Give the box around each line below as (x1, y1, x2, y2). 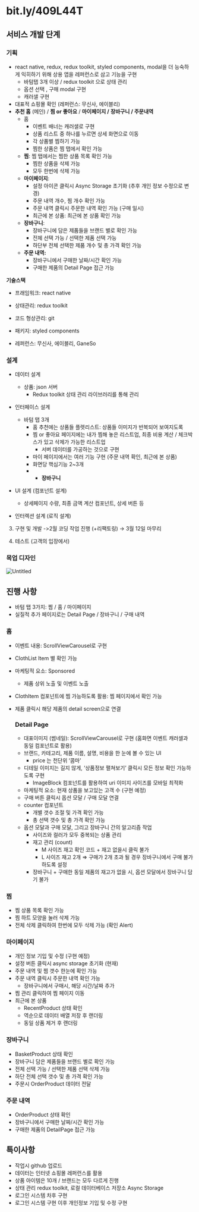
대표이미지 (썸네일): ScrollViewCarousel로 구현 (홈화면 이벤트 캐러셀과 (23, 734, 188, 742)
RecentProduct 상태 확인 (23, 1004, 83, 1012)
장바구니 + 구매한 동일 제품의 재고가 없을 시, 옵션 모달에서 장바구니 (32, 868, 187, 875)
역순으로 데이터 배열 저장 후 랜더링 (23, 1012, 103, 1019)
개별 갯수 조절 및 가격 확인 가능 (32, 809, 104, 816)
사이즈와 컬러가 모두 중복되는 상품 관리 (32, 831, 122, 838)
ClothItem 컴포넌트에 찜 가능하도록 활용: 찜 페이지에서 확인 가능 (14, 692, 162, 699)
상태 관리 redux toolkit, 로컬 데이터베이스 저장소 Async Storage (14, 1184, 164, 1191)
